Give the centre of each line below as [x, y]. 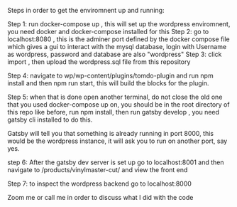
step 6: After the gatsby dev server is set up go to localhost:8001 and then [116, 162]
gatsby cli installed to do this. [50, 120]
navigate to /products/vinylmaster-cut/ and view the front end [98, 170]
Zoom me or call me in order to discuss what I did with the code [100, 197]
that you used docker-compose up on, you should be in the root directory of [118, 105]
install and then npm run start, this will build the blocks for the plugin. [108, 83]
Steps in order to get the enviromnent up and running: [86, 10]
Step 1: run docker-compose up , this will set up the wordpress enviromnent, [119, 24]
